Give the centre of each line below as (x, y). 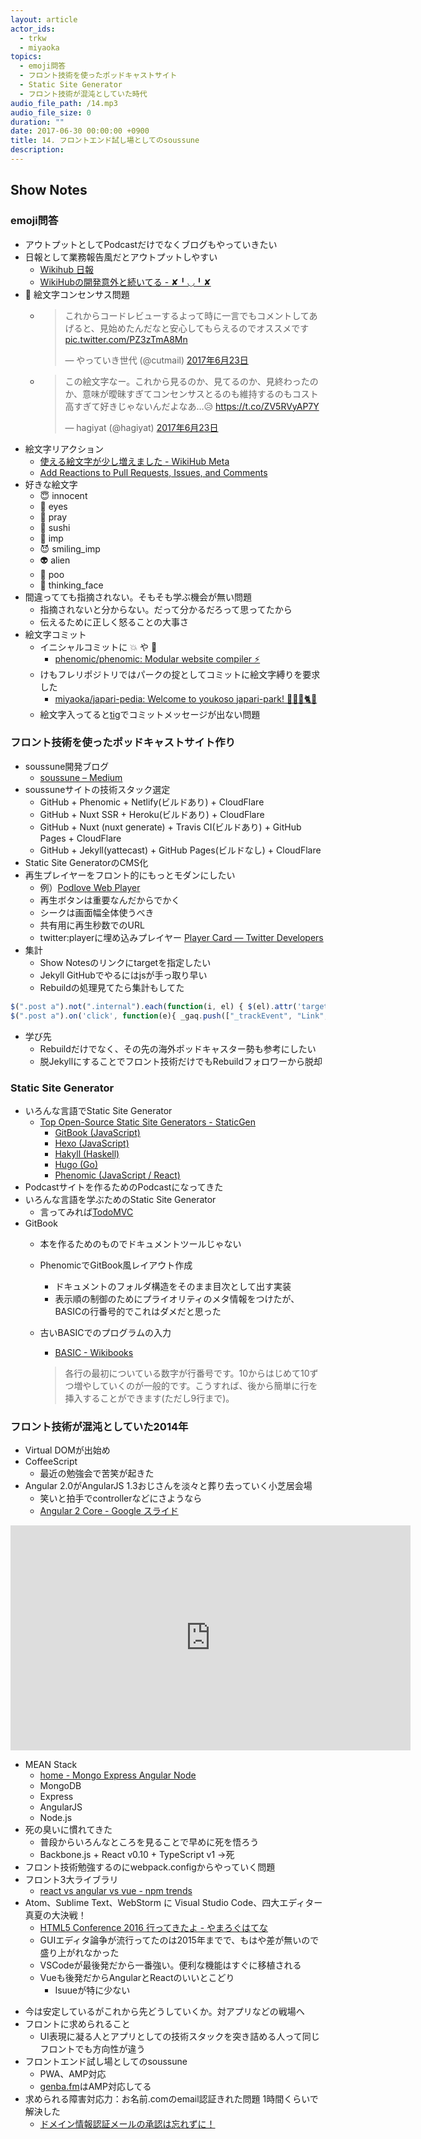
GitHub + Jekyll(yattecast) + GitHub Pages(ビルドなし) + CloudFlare (180, 850)
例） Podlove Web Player (90, 887)
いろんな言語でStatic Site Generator (98, 1110)
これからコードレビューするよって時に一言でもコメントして (187, 315)
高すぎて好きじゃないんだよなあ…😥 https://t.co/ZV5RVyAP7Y (192, 406)
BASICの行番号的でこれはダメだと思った (138, 1311)
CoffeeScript (51, 1462)
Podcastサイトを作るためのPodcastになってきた (124, 1187)
